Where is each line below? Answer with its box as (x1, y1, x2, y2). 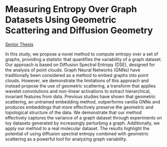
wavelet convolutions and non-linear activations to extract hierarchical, (5, 88, 151, 94)
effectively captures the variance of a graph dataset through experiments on (5, 114, 162, 120)
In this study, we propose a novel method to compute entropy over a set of (5, 51, 159, 57)
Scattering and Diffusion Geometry (5, 25, 153, 36)
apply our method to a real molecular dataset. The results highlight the (5, 125, 150, 131)
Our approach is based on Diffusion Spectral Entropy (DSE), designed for (5, 61, 156, 67)
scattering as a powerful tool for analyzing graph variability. (5, 136, 128, 142)
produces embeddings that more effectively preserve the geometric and (5, 104, 154, 110)
